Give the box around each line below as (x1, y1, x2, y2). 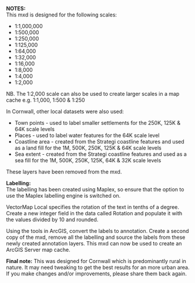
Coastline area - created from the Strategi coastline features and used (14, 138, 185, 145)
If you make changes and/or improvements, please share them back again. (6, 270, 187, 277)
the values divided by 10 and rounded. (6, 216, 99, 223)
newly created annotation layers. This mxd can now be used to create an (6, 240, 182, 247)
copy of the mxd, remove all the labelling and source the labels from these (6, 234, 186, 241)
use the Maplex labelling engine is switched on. (6, 192, 121, 199)
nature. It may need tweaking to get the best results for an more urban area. (6, 264, 190, 271)
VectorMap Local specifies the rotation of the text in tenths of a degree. (6, 204, 180, 211)
